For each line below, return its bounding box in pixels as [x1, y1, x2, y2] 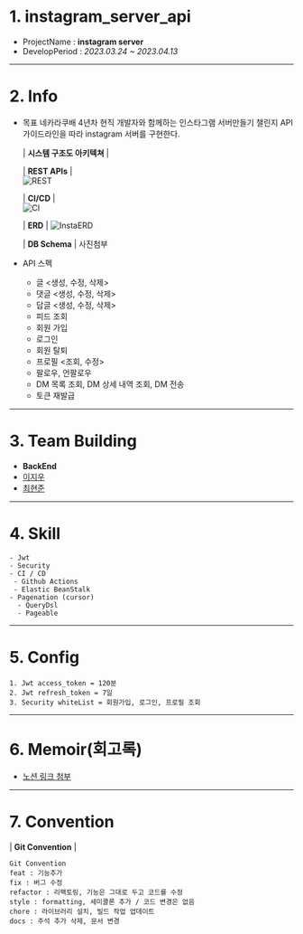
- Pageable [17, 609, 59, 618]
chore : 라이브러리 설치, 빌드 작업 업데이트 [9, 907, 155, 916]
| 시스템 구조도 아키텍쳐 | [22, 147, 110, 158]
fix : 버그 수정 [9, 878, 63, 887]
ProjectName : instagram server [22, 36, 144, 47]
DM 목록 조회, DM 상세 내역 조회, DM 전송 [35, 378, 185, 390]
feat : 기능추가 [9, 868, 63, 878]
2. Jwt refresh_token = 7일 [9, 688, 113, 697]
